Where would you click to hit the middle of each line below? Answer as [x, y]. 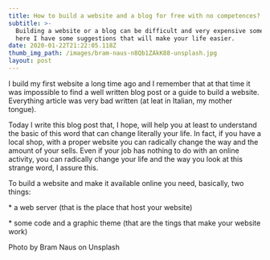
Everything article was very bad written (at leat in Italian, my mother [121, 101]
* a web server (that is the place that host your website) [100, 207]
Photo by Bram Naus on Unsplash [64, 247]
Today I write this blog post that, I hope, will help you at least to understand [133, 125]
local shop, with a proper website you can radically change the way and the [133, 142]
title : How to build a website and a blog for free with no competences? [135, 16]
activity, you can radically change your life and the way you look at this [126, 159]
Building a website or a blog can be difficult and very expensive [131, 31]
